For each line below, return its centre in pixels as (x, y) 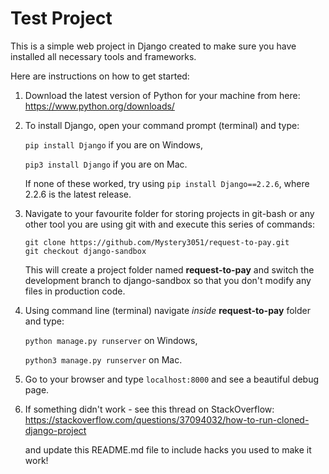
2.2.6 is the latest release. (78, 194)
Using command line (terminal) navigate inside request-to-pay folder (167, 310)
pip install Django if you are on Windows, (113, 144)
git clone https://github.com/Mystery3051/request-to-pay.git (157, 242)
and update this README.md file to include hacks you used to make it (168, 449)
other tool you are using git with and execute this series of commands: (169, 224)
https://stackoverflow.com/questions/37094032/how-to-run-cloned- (167, 419)
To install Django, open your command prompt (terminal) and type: (162, 125)
